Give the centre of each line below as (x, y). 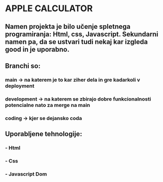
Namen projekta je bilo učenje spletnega (68, 27)
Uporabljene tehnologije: (44, 134)
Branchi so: (23, 66)
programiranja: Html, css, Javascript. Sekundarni (82, 34)
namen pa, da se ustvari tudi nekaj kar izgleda (76, 42)
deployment (20, 86)
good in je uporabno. (37, 49)
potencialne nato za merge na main (48, 105)
